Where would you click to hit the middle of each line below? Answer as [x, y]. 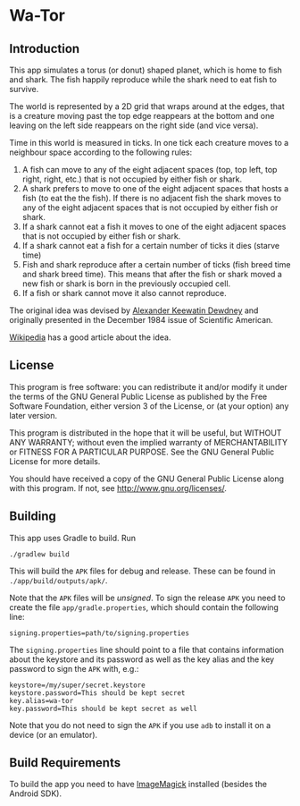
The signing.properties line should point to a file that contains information [146, 649]
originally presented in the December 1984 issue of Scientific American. [142, 320]
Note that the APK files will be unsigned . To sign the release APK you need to [147, 598]
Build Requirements [65, 763]
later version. [33, 415]
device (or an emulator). [54, 734]
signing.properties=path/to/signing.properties [100, 633]
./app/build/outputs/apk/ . [58, 580]
